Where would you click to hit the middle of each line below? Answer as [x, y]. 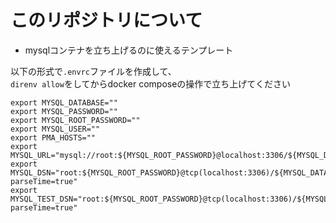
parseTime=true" [44, 181]
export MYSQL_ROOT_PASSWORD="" [75, 120]
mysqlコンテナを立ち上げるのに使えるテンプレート [129, 50]
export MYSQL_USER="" [55, 129]
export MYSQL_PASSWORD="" [64, 111]
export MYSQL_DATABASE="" [64, 102]
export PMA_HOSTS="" [53, 137]
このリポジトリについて [106, 20]
